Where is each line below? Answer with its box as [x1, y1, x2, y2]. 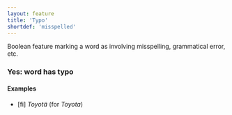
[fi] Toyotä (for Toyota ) [17, 100, 84, 108]
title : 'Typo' [7, 17, 49, 24]
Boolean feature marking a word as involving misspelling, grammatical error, [7, 43, 226, 51]
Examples [7, 84, 37, 93]
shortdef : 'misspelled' [7, 23, 77, 30]
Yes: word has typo [7, 67, 74, 77]
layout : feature [7, 10, 54, 17]
